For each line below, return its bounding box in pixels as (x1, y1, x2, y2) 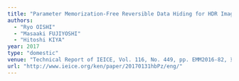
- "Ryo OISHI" (14, 23, 55, 30)
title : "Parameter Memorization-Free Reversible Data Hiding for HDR (7, 10, 218, 18)
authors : (7, 17, 33, 24)
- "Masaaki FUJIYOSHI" (14, 30, 81, 37)
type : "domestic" (7, 50, 59, 57)
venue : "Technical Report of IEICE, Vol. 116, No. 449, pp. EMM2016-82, (7, 56, 228, 63)
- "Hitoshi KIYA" (14, 37, 65, 44)
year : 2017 (7, 43, 40, 50)
